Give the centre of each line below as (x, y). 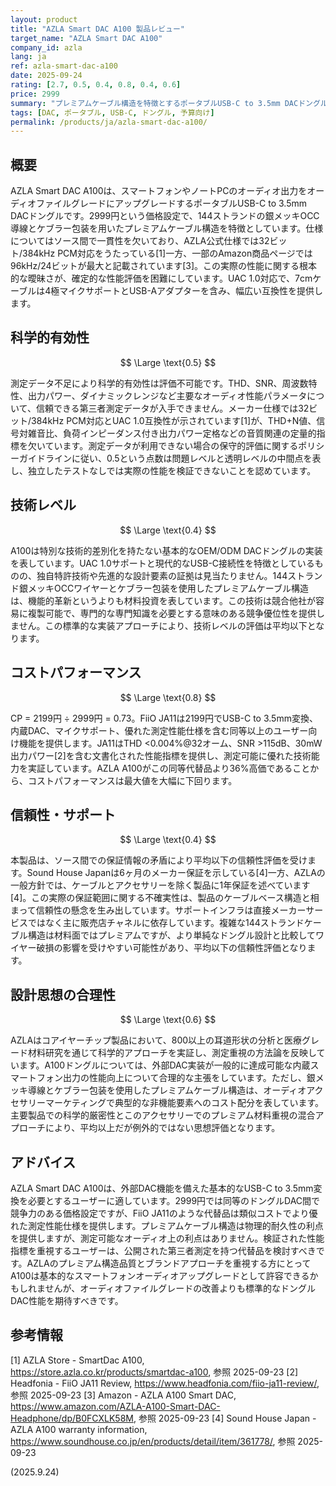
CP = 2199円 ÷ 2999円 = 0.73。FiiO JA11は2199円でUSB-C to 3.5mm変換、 (164, 718)
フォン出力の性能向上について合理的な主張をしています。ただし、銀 (176, 1078)
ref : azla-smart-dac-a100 (64, 66)
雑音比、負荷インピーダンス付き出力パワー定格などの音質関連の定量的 (172, 433)
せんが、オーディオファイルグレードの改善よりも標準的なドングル (180, 1288)
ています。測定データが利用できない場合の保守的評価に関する (171, 445)
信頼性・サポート (63, 814)
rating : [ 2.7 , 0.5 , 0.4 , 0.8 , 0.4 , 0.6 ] (96, 85)
